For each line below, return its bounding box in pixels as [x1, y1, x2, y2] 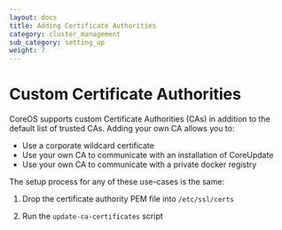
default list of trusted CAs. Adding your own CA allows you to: [9, 123, 235, 134]
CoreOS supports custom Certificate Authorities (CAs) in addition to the [9, 114, 270, 124]
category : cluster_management [9, 29, 121, 38]
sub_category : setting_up [9, 37, 105, 47]
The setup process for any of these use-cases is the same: [9, 177, 224, 187]
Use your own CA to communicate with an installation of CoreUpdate [21, 150, 274, 161]
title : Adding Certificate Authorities [9, 21, 157, 30]
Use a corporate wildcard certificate [21, 140, 155, 151]
